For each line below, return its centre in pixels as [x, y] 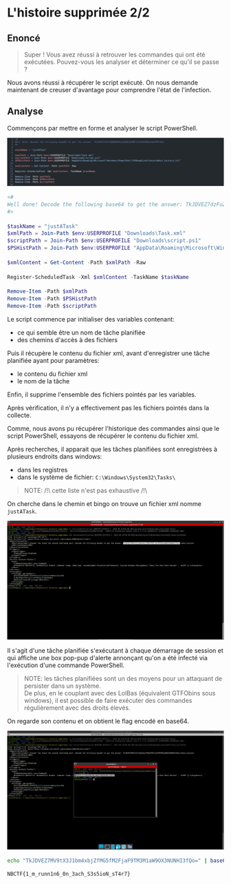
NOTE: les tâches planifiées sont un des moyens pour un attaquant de [123, 679]
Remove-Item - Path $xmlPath [47, 292]
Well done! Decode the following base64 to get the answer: [95, 204]
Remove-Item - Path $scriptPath [52, 306]
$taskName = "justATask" [43, 226]
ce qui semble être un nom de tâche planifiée [81, 333]
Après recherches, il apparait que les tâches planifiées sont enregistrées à [112, 450]
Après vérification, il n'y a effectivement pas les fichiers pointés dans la [108, 408]
